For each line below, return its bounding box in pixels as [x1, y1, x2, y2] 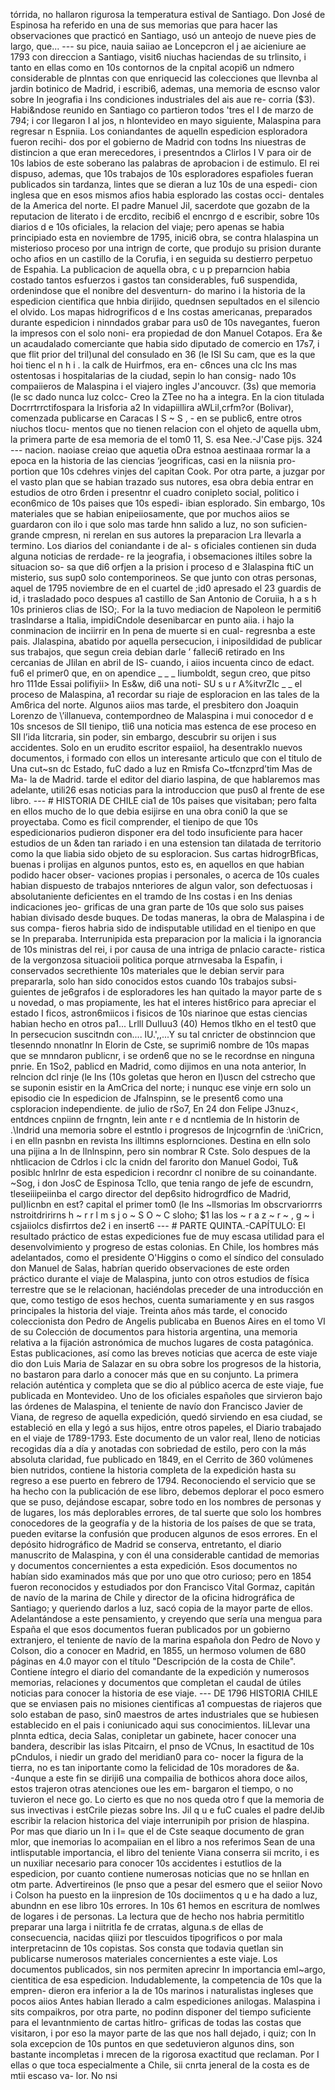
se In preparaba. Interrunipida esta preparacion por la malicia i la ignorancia [10, 933, 322, 944]
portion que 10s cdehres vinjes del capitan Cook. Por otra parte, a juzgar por [10, 465, 326, 477]
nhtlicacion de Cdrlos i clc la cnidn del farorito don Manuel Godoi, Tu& [10, 1156, 299, 1168]
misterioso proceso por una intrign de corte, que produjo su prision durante [10, 242, 322, 254]
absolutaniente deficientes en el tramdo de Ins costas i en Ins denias [10, 890, 293, 902]
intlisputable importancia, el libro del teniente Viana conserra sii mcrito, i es [10, 1847, 320, 1858]
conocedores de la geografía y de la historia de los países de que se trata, [10, 1517, 316, 1529]
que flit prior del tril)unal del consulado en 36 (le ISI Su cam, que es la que [10, 349, 316, 360]
